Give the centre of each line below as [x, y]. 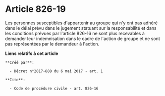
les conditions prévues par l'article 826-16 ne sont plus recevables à [75, 33]
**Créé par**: [20, 62]
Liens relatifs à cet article [32, 53]
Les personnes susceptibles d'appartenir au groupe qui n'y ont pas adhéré [81, 23]
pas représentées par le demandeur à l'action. [52, 44]
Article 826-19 [35, 9]
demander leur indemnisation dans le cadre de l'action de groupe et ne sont [82, 39]
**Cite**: [15, 80]
